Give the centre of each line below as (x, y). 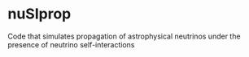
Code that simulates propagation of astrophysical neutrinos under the (124, 36)
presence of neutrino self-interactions (71, 44)
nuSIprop (39, 14)
